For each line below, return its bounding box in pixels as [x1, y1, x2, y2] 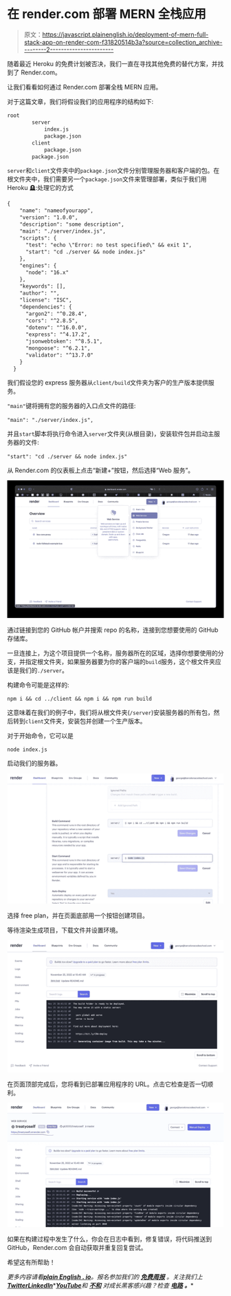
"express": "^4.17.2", [25, 331, 91, 338]
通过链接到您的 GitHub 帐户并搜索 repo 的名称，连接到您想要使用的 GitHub [7, 626, 219, 634]
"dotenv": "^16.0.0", [25, 324, 88, 331]
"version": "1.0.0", [19, 214, 78, 221]
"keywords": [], [19, 283, 67, 290]
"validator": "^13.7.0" [25, 352, 94, 359]
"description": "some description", [19, 221, 125, 228]
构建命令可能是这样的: [7, 681, 70, 689]
